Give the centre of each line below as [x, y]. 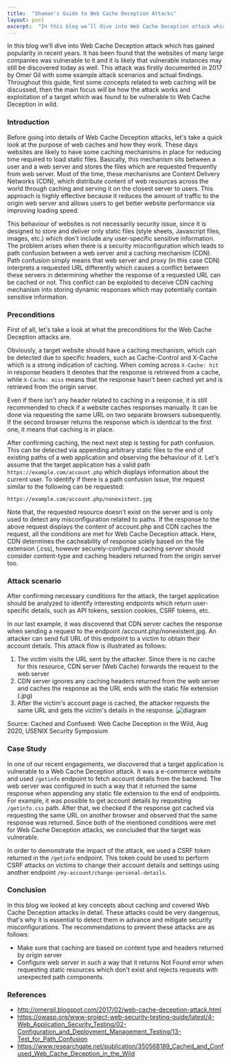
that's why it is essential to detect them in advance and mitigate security [109, 919]
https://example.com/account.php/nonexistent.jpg [80, 499]
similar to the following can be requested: [66, 487]
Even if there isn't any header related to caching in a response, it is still [107, 400]
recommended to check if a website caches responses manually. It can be [112, 407]
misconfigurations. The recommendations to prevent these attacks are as [111, 927]
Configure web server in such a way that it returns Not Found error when [120, 962]
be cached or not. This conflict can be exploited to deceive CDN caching [110, 282]
